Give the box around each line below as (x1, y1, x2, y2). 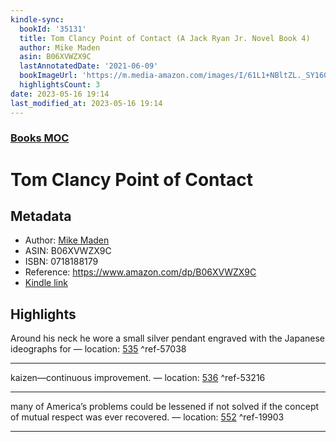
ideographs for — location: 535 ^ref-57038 (10, 343, 187, 355)
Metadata (10, 208, 72, 225)
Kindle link (24, 277, 68, 289)
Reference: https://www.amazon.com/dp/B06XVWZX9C (24, 266, 257, 278)
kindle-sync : (10, 14, 65, 25)
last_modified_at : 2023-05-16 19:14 (10, 98, 163, 108)
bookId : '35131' (19, 24, 87, 34)
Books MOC (10, 131, 70, 145)
